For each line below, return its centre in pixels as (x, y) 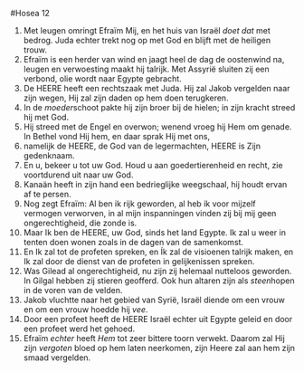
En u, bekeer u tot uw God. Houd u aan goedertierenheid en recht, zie (153, 165)
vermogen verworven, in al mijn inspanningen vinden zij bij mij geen (150, 213)
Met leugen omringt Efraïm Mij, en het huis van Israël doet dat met (147, 30)
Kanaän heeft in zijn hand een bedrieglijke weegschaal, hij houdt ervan (155, 184)
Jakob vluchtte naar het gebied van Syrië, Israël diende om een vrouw (154, 300)
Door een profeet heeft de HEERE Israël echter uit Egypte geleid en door (158, 319)
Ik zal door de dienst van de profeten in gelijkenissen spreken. (139, 261)
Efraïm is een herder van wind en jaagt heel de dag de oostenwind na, (154, 59)
